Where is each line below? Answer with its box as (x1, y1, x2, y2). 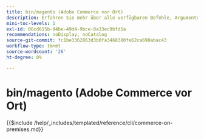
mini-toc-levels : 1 (6, 20, 56, 26)
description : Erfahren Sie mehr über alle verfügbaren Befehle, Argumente (6, 15, 200, 21)
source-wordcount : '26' (6, 49, 67, 55)
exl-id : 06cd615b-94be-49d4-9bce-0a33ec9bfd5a (6, 26, 126, 32)
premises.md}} (6, 126, 44, 133)
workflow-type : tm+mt (6, 43, 61, 49)
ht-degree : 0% (6, 54, 42, 60)
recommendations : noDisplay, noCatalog (6, 32, 107, 38)
